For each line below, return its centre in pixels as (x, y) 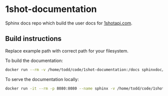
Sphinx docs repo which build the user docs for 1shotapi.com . (69, 23)
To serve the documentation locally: (42, 79)
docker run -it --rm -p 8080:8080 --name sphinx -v (60, 88)
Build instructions (33, 39)
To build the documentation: (34, 60)
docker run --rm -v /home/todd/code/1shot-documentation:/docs (72, 69)
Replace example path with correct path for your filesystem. (67, 50)
